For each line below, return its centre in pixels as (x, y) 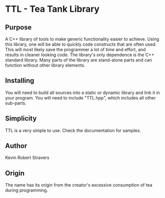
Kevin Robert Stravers (27, 158)
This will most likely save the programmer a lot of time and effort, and (76, 49)
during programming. (27, 190)
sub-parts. (16, 103)
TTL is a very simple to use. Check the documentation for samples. (73, 130)
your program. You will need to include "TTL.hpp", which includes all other (81, 98)
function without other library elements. (45, 65)
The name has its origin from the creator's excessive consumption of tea (79, 185)
